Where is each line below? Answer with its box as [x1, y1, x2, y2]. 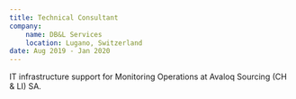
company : [9, 22, 42, 31]
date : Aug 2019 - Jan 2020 [9, 47, 111, 56]
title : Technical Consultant [9, 13, 119, 22]
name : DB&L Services [25, 30, 103, 39]
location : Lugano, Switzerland [25, 38, 143, 48]
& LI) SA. [9, 81, 42, 92]
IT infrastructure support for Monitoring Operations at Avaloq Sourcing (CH [9, 71, 288, 82]
